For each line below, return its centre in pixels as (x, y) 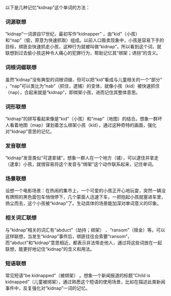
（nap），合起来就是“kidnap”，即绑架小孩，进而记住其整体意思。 (73, 92)
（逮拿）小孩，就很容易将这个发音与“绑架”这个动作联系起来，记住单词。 (81, 164)
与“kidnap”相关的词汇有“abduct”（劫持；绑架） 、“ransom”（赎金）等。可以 (85, 230)
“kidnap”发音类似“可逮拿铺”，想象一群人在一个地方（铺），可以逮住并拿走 (82, 158)
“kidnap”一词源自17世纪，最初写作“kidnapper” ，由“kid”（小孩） (73, 34)
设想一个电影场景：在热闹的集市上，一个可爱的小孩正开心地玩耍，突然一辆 (83, 191)
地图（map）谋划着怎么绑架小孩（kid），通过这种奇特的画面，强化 (88, 125)
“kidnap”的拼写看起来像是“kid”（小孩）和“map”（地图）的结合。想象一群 (82, 119)
